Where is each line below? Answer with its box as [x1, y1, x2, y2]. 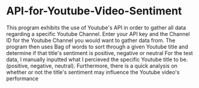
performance [6, 75, 39, 82]
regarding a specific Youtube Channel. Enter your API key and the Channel [6, 30, 190, 37]
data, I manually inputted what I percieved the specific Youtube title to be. [6, 56, 188, 63]
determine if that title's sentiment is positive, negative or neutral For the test [6, 49, 193, 56]
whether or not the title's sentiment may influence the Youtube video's [6, 68, 180, 75]
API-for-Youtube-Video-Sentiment [6, 4, 182, 18]
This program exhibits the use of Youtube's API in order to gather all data [6, 24, 186, 31]
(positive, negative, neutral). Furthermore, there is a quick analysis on [6, 62, 178, 69]
